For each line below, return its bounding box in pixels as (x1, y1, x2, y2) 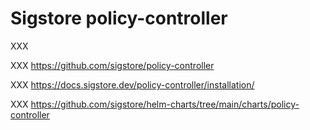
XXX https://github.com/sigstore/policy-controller (10, 59, 215, 71)
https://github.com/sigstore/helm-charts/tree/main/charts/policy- (30, 98, 300, 110)
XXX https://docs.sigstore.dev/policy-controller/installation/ (10, 78, 255, 91)
